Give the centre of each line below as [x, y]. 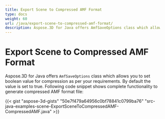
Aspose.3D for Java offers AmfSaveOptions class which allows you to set [78, 76]
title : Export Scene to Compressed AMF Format [54, 10]
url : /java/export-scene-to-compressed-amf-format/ [59, 23]
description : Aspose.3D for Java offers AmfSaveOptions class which [77, 28]
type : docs [16, 14]
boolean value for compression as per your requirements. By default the [78, 81]
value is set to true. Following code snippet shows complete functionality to [82, 87]
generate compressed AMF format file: [44, 92]
